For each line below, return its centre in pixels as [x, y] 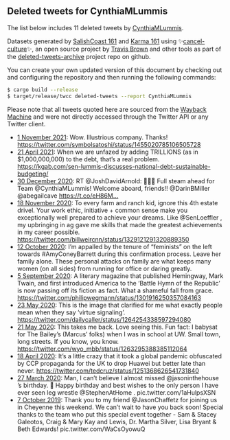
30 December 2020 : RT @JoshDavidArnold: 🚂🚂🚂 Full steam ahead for [116, 181]
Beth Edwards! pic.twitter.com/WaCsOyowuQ [81, 429]
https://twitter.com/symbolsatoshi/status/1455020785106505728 [109, 144]
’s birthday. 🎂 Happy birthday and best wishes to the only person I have [118, 385]
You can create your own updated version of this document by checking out [115, 70]
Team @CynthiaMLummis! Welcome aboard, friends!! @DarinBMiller [114, 188]
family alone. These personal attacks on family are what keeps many [114, 261]
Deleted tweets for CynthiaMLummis [88, 11]
